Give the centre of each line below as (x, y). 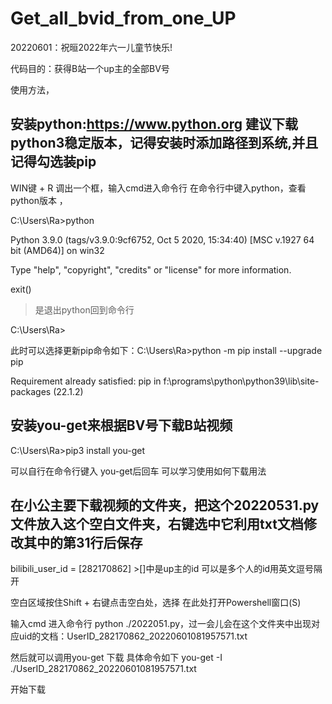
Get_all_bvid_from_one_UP (123, 18)
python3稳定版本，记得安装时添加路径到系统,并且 (164, 143)
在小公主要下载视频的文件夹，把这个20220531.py (165, 505)
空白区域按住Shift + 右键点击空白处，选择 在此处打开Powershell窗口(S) (156, 603)
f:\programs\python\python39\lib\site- (241, 381)
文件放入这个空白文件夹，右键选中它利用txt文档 (157, 523)
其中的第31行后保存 (83, 542)
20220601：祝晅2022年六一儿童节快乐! (91, 47)
